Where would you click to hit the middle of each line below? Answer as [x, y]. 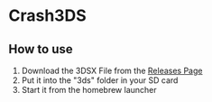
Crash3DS [47, 16]
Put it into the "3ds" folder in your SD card [100, 80]
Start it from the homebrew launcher [89, 90]
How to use [41, 49]
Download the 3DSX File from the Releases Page [112, 70]
